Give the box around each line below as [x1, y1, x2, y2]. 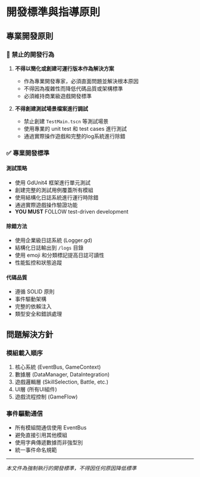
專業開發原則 [6, 31, 54, 41]
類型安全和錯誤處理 [14, 310, 62, 318]
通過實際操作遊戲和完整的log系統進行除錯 [23, 132, 126, 140]
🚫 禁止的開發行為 [6, 50, 55, 58]
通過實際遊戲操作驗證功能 [14, 202, 78, 208]
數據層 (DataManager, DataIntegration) [14, 371, 110, 378]
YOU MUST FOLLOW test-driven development [14, 208, 129, 215]
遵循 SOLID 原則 [14, 288, 55, 295]
